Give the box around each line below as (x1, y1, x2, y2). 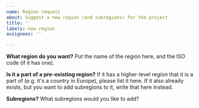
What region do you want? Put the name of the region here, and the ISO (6, 53, 186, 60)
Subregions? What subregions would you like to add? (6, 95, 139, 103)
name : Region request (6, 8, 61, 15)
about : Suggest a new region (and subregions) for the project (6, 14, 168, 20)
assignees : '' (6, 31, 42, 37)
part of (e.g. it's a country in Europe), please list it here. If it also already (6, 77, 184, 85)
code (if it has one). (6, 59, 55, 67)
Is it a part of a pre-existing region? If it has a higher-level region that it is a (6, 71, 194, 78)
